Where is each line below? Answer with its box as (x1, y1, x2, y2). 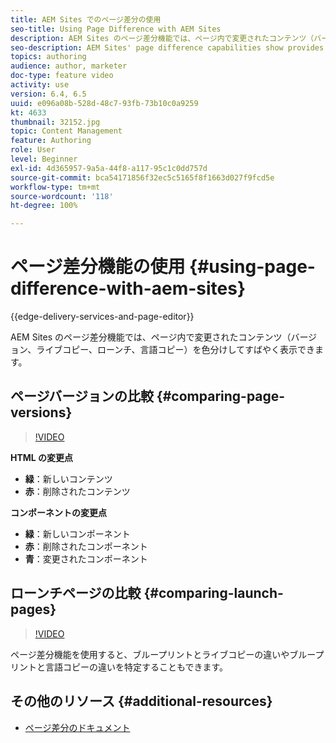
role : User (10, 145, 56, 155)
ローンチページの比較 (10, 585, 142, 602)
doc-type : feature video (10, 71, 114, 81)
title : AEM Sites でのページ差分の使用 (10, 14, 162, 25)
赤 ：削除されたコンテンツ (24, 485, 131, 497)
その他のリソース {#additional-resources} (10, 693, 273, 710)
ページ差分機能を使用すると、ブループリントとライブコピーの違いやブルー (10, 648, 316, 660)
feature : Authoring (10, 136, 92, 146)
